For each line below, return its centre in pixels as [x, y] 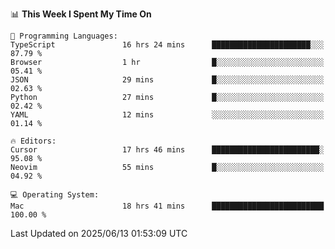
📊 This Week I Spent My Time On [81, 14]
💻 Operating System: [55, 195]
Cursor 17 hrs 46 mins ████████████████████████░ [167, 150]
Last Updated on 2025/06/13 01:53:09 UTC [99, 233]
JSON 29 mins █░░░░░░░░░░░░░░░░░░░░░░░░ [167, 80]
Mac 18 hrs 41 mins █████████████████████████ [167, 206]
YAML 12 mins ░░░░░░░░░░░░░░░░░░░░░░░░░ [167, 115]
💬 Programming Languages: [64, 36]
